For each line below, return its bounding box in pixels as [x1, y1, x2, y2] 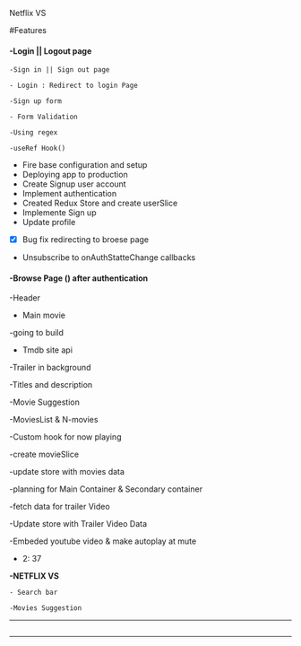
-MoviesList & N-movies [9, 415, 99, 425]
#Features [9, 25, 47, 35]
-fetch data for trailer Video [9, 502, 110, 512]
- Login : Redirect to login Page [9, 81, 139, 91]
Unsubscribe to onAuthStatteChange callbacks [21, 252, 196, 263]
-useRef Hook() [9, 144, 66, 153]
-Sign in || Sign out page [9, 65, 110, 74]
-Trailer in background [9, 362, 91, 373]
